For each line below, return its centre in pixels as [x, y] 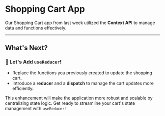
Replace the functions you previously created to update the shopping [82, 73]
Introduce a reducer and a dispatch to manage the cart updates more [83, 83]
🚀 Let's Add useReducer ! [33, 62]
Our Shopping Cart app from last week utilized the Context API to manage [80, 23]
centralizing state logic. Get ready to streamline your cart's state [70, 103]
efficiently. [23, 88]
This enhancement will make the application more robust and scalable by [79, 98]
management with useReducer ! [36, 108]
